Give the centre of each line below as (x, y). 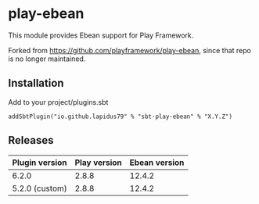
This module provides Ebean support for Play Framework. (101, 35)
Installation (36, 83)
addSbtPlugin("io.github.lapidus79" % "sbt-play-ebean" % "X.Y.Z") (121, 116)
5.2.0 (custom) (40, 188)
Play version (99, 163)
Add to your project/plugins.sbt (58, 102)
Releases (31, 140)
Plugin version (40, 163)
